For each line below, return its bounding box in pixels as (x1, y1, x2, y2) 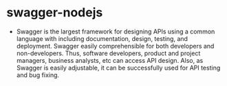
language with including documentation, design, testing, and (16, 34, 188, 42)
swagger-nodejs (6, 5, 103, 20)
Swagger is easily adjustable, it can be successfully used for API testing (16, 63, 221, 72)
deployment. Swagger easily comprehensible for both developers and (16, 42, 215, 50)
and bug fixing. (16, 70, 60, 79)
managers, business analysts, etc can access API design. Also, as (16, 56, 204, 64)
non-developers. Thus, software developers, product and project (16, 49, 201, 57)
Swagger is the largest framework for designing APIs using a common (16, 27, 215, 35)
